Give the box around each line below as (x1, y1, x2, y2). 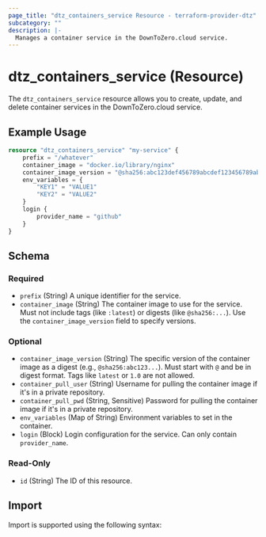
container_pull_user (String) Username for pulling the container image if (19, 379, 258, 389)
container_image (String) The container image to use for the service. (19, 299, 243, 309)
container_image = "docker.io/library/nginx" (22, 161, 176, 169)
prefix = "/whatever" (22, 154, 93, 162)
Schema (8, 249, 50, 262)
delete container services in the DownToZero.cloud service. (8, 102, 203, 112)
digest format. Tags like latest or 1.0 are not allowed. (19, 371, 196, 380)
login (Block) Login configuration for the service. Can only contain (19, 429, 237, 440)
